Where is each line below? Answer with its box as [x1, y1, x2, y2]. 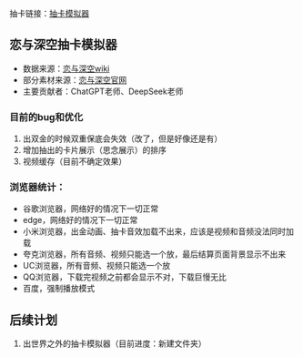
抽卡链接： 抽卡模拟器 [9, 8, 89, 18]
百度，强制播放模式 [22, 283, 96, 294]
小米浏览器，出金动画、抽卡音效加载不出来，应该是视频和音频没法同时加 [22, 226, 294, 237]
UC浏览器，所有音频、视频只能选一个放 [22, 260, 171, 271]
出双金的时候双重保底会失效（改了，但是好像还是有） [22, 133, 223, 144]
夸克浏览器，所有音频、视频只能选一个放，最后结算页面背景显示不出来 [22, 249, 287, 260]
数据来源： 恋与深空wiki [22, 63, 110, 74]
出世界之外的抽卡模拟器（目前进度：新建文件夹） [22, 338, 207, 349]
